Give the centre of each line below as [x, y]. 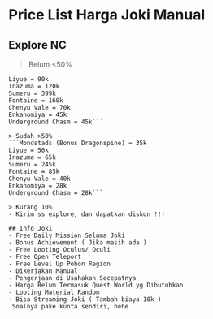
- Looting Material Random [54, 292]
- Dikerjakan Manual [43, 271]
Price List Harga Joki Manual [107, 15]
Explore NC [37, 45]
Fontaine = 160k [36, 101]
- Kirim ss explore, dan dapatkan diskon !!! [87, 214]
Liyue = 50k [28, 150]
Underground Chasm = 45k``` [56, 122]
